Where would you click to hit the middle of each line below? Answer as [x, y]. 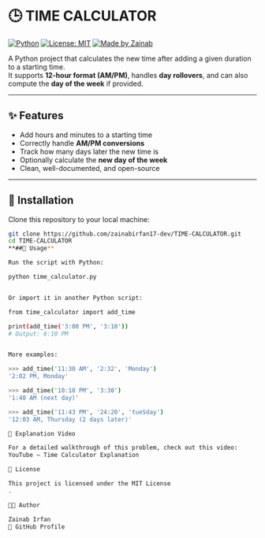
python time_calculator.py [52, 277]
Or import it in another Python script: [76, 298]
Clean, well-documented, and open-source [90, 168]
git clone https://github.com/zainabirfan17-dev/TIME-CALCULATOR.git [125, 234]
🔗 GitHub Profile [37, 527]
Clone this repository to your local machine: [79, 219]
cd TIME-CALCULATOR [40, 241]
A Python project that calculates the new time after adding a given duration [130, 58]
